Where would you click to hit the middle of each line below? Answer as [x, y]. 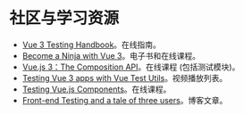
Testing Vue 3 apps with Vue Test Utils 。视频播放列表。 [125, 77]
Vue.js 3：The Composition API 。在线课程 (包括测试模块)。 [131, 67]
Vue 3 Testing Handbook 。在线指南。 [91, 45]
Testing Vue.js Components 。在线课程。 [97, 89]
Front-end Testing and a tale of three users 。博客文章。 [125, 100]
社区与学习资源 [64, 18]
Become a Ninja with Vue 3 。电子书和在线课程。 [111, 55]
